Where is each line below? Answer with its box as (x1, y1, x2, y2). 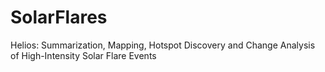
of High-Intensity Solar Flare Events (10, 49, 157, 61)
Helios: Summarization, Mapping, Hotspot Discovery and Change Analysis (10, 39, 316, 51)
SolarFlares (10, 6, 108, 29)
